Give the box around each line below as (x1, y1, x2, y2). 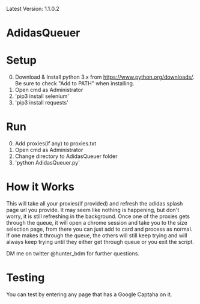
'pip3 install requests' (14, 99, 69, 106)
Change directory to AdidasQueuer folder (14, 153, 118, 160)
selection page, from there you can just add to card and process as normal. (6, 225, 193, 233)
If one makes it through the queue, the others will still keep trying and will (6, 232, 187, 239)
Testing (6, 271, 45, 285)
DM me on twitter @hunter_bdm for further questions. (6, 250, 140, 257)
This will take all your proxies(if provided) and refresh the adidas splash (6, 200, 183, 207)
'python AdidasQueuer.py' (14, 159, 80, 166)
